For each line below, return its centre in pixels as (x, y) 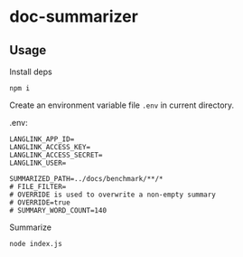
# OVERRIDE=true (40, 203)
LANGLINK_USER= (38, 163)
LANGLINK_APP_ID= (42, 139)
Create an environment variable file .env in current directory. (122, 105)
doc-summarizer (74, 17)
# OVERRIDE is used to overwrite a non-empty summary (113, 195)
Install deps (31, 71)
